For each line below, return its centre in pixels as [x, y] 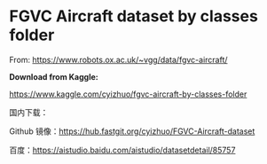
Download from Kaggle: [54, 76]
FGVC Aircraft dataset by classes [134, 16]
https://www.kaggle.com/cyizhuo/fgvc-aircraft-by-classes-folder [128, 94]
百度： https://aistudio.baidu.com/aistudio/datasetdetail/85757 [122, 150]
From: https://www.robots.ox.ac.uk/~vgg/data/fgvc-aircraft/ [118, 59]
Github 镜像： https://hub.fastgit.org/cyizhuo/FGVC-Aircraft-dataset [132, 131]
